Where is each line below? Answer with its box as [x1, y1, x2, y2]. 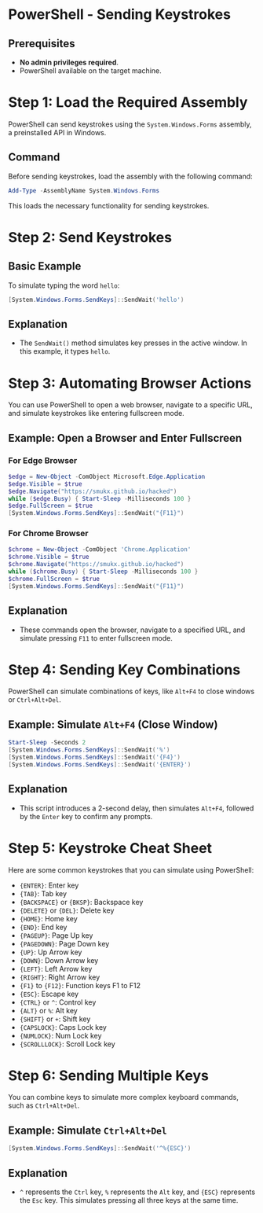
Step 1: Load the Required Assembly [8, 94, 248, 112]
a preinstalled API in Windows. [8, 127, 107, 137]
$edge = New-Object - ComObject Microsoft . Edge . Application [8, 472, 206, 480]
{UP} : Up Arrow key [19, 947, 82, 957]
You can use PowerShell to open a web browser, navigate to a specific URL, [8, 400, 253, 410]
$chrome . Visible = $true [8, 553, 89, 561]
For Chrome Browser [8, 528, 89, 539]
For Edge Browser [8, 454, 78, 465]
